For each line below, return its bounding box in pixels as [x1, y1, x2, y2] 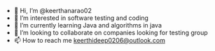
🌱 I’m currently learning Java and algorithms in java [13, 21, 162, 29]
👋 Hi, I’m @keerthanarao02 [13, 7, 92, 14]
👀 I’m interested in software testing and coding [13, 14, 149, 22]
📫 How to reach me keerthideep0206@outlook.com [13, 37, 166, 44]
